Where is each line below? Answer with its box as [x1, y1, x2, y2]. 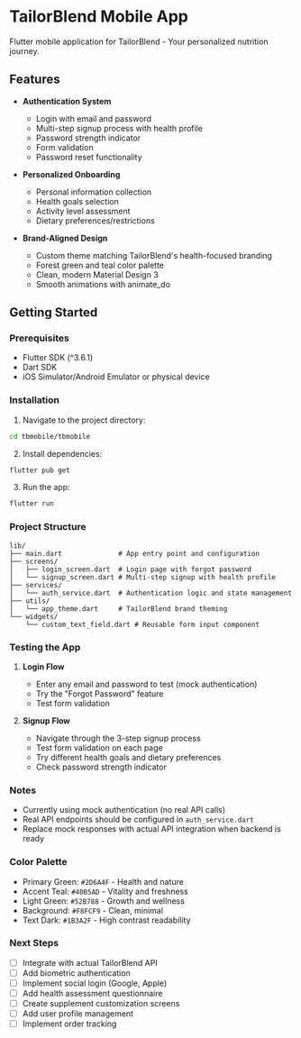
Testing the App [9, 641, 81, 653]
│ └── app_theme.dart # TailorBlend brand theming [9, 604, 228, 614]
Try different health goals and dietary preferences [35, 751, 222, 762]
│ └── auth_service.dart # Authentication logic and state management [9, 588, 293, 597]
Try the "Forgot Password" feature [35, 687, 164, 699]
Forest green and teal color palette [35, 259, 165, 270]
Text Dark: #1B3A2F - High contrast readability [22, 915, 191, 925]
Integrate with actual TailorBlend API [22, 957, 158, 968]
